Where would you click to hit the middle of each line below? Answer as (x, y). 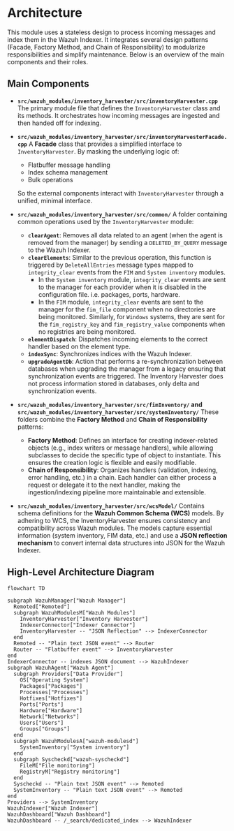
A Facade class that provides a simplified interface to (105, 144)
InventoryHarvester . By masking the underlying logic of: (98, 151)
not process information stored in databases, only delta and (114, 383)
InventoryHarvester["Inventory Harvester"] (84, 619)
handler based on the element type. (79, 346)
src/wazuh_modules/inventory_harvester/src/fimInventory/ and (110, 404)
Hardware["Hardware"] (51, 710)
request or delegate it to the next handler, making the (104, 485)
